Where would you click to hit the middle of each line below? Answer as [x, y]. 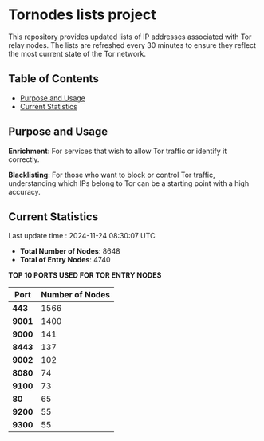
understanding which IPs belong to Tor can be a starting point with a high [129, 183]
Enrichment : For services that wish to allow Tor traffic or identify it [118, 151]
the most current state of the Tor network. [77, 53]
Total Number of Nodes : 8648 [70, 251]
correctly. [24, 159]
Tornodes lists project [83, 15]
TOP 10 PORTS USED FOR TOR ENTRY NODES [85, 275]
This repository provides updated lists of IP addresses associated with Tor [130, 37]
